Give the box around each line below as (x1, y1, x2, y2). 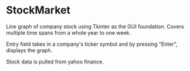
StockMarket (6, 4, 70, 17)
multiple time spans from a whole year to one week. (6, 29, 131, 36)
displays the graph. (6, 46, 53, 53)
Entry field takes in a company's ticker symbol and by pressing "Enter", (6, 40, 178, 48)
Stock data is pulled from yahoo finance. (6, 58, 104, 65)
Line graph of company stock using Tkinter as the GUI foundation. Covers (6, 23, 184, 30)
